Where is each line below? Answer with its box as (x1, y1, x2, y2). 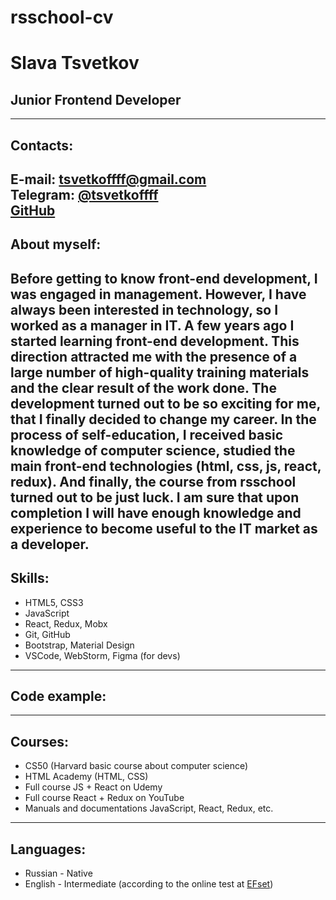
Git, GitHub (24, 628, 71, 640)
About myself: (10, 236, 102, 253)
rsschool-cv (10, 6, 114, 29)
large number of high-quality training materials (10, 364, 310, 381)
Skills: (10, 570, 50, 587)
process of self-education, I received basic (10, 426, 284, 443)
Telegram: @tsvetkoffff (10, 186, 159, 203)
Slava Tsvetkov (10, 52, 140, 75)
